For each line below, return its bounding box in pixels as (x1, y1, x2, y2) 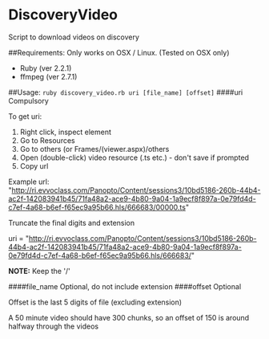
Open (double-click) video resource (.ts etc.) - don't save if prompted (19, 153, 250, 162)
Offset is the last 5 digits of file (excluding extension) (8, 297, 183, 307)
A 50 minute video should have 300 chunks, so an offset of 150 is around (8, 312, 250, 322)
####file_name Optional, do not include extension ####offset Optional (8, 281, 242, 291)
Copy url (19, 161, 49, 170)
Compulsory (8, 96, 50, 105)
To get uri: (8, 111, 42, 121)
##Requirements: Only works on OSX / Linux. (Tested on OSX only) (8, 47, 230, 57)
